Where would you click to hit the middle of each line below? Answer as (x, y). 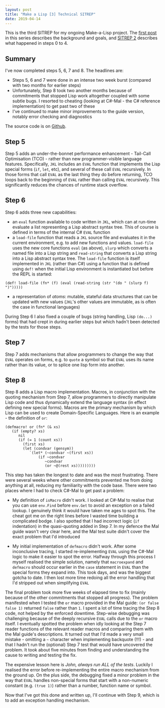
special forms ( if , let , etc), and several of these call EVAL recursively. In (78, 169)
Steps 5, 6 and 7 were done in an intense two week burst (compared (82, 80)
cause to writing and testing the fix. (41, 655)
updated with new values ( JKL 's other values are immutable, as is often (84, 302)
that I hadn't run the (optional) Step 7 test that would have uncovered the (79, 645)
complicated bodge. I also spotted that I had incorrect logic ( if (76, 521)
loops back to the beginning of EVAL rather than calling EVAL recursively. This (82, 180)
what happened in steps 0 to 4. (37, 43)
